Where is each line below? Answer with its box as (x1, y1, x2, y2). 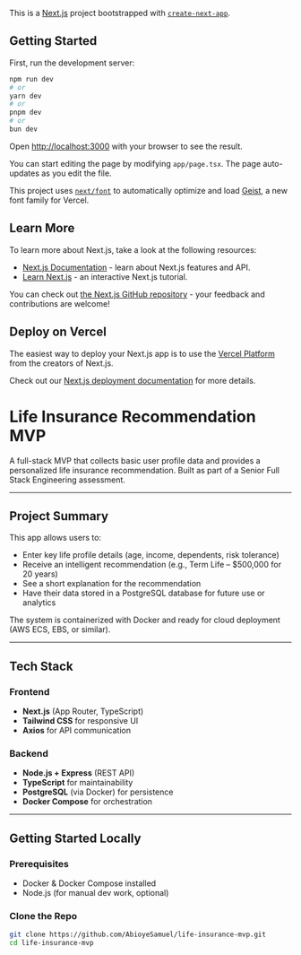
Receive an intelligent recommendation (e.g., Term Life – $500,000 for (21, 560, 282, 570)
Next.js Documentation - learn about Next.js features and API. (21, 262, 251, 273)
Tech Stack (9, 658, 73, 673)
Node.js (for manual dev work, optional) (21, 887, 169, 898)
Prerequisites (9, 857, 69, 870)
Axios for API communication (21, 725, 132, 735)
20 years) (21, 569, 58, 579)
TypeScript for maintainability (21, 777, 133, 788)
